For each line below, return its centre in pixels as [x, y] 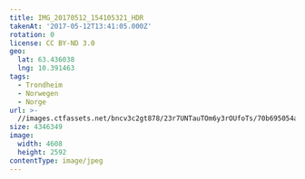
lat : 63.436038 [46, 60]
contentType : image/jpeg [56, 160]
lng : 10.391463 [46, 69]
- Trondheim [40, 85]
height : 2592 [42, 152]
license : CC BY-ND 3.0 [52, 43]
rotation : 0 [32, 34]
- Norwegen [38, 93]
